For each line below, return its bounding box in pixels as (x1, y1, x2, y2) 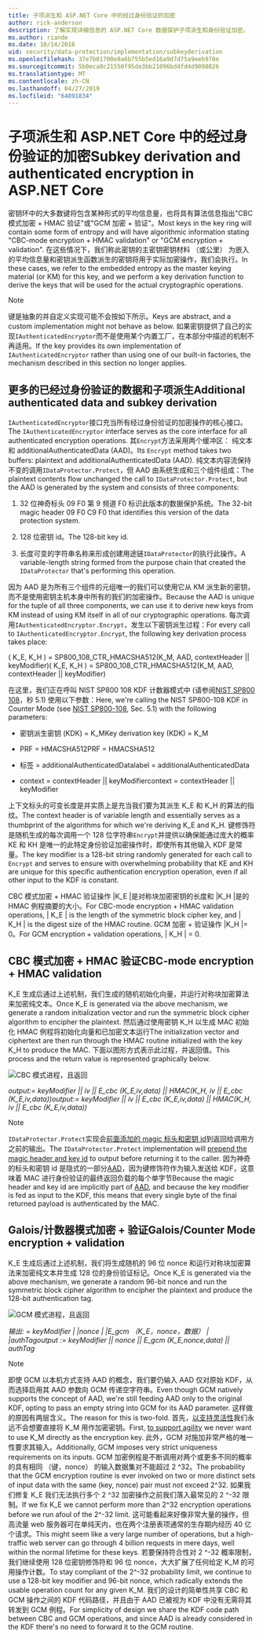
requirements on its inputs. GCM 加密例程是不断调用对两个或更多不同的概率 (8, 1452, 253, 1461)
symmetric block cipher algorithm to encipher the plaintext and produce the (8, 1285, 253, 1295)
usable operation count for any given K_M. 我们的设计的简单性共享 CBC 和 (8, 1585, 249, 1595)
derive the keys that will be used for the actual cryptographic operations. (8, 280, 243, 290)
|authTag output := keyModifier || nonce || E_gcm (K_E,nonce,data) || (8, 1335, 230, 1344)
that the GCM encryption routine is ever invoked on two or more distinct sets (8, 1471, 256, 1480)
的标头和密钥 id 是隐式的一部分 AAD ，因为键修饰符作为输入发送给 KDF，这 (8, 1163, 248, 1173)
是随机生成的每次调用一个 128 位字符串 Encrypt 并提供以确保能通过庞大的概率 (8, 830, 254, 839)
